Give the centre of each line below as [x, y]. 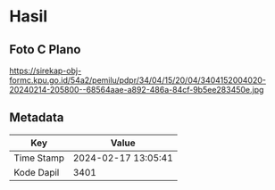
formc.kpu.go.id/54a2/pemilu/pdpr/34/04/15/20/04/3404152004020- [137, 80]
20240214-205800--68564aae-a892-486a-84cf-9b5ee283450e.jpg [137, 90]
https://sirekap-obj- [46, 70]
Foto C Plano [45, 50]
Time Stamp [39, 158]
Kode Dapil [37, 172]
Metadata [37, 118]
